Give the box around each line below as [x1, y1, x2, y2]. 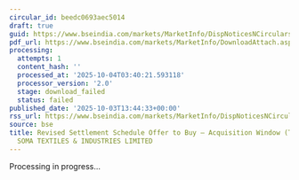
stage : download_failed [17, 87, 105, 96]
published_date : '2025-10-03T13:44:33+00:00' [9, 104, 181, 113]
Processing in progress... [9, 160, 101, 171]
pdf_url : [9, 37, 42, 47]
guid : [9, 29, 29, 38]
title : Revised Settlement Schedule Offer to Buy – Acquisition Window [9, 129, 280, 137]
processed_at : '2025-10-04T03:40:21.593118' [17, 71, 185, 80]
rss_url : [9, 112, 42, 121]
